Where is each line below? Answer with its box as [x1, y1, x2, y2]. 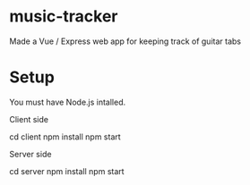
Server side [9, 148, 52, 159]
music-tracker [9, 6, 118, 27]
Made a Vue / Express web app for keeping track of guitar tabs [9, 36, 242, 46]
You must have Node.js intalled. [9, 97, 126, 107]
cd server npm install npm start [9, 165, 125, 176]
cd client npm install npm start [9, 131, 121, 142]
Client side [9, 114, 49, 124]
